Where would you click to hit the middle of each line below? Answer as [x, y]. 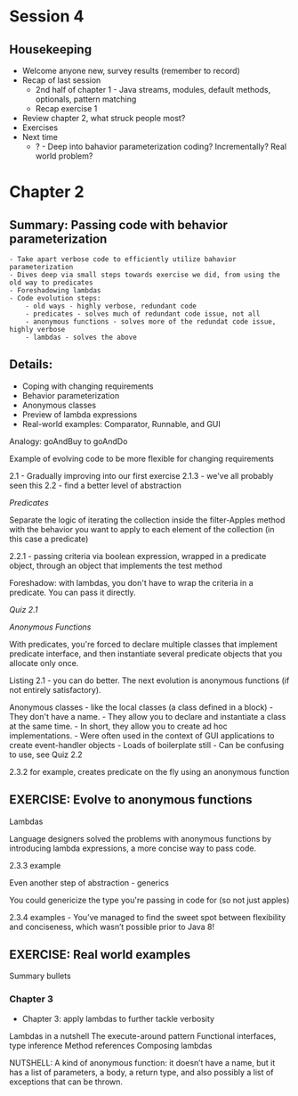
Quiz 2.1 [24, 609]
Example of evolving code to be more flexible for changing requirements [141, 458]
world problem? [64, 156]
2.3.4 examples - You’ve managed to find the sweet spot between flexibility [148, 917]
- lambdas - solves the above [81, 337]
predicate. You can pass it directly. [72, 592]
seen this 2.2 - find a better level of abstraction [96, 485]
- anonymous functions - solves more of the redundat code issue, [151, 322]
